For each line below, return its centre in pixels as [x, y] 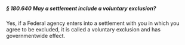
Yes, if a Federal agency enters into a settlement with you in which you [93, 23]
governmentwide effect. [36, 36]
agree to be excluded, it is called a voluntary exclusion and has [84, 29]
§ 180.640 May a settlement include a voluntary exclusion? [81, 8]
